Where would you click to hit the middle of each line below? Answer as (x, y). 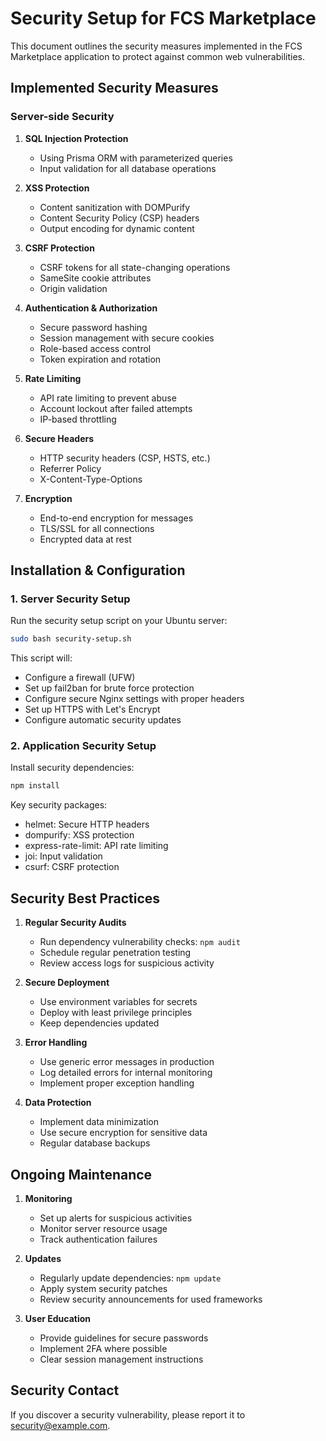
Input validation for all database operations (128, 168)
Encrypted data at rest (85, 539)
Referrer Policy (70, 468)
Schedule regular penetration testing (115, 953)
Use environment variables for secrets (118, 1002)
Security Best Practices (85, 898)
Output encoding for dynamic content (117, 228)
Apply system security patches (103, 1288)
